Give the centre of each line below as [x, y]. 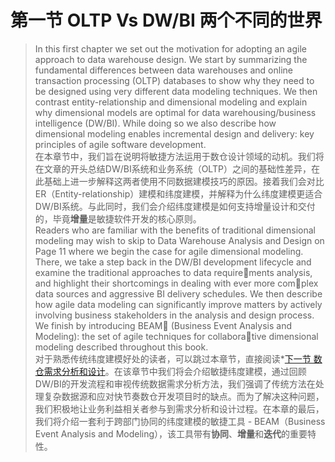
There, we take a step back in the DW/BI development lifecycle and [173, 262]
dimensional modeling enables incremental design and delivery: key [174, 133]
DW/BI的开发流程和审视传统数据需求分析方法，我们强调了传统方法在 [175, 383]
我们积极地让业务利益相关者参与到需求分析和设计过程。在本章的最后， [179, 408]
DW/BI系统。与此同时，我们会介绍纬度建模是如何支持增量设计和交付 [175, 206]
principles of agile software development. [120, 144]
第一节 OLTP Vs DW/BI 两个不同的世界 [166, 20]
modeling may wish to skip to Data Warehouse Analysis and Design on [179, 240]
